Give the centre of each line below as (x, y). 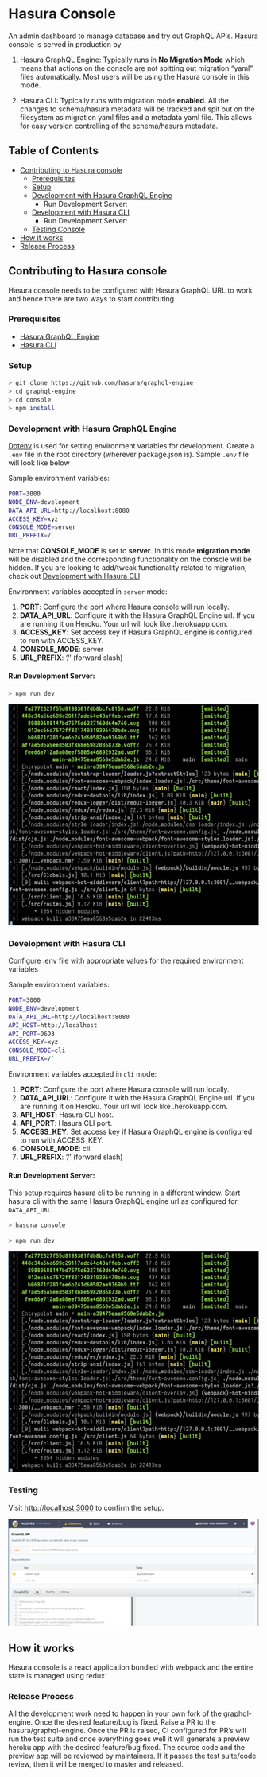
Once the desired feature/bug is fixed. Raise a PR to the (125, 1722)
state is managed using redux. (58, 1676)
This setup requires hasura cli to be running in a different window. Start (124, 1193)
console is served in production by (65, 44)
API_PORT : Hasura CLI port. (66, 1123)
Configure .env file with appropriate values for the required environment (126, 961)
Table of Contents (54, 151)
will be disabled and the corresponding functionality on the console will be (130, 559)
